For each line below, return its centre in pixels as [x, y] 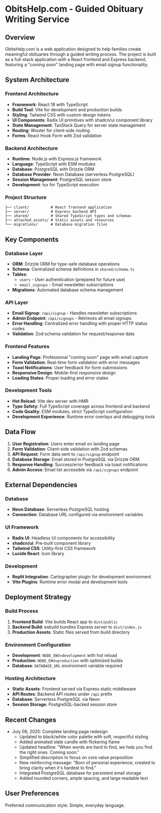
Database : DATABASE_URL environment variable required [67, 665]
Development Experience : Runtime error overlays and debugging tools [83, 416]
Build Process [22, 611]
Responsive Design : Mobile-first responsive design [64, 373]
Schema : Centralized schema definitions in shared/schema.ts [73, 269]
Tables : [20, 274]
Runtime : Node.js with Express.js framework [57, 159]
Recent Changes [31, 720]
